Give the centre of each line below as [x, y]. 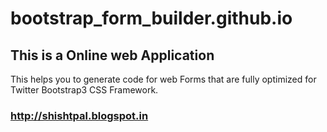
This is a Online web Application [112, 55]
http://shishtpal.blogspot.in [79, 115]
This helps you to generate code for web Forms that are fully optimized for [163, 79]
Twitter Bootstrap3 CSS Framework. [84, 90]
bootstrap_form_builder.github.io [151, 18]
